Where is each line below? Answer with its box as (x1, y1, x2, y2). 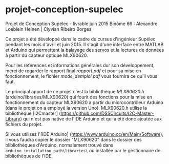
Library (5, 115, 20, 121)
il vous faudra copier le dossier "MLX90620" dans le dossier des (5, 136, 142, 142)
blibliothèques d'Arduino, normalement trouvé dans (5, 142, 114, 148)
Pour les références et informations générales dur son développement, (5, 62, 155, 68)
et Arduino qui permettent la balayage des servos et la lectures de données (5, 47, 164, 53)
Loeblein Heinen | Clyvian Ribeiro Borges (5, 26, 92, 32)
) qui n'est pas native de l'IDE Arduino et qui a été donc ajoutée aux (20, 115, 162, 121)
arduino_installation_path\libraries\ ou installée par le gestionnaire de (5, 147, 161, 153)
